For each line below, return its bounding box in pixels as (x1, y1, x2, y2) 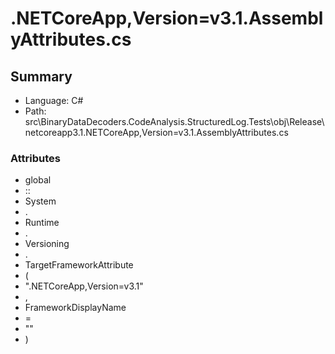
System (24, 195, 57, 207)
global (24, 174, 52, 186)
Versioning (24, 238, 70, 250)
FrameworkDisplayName (24, 302, 127, 314)
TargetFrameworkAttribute (24, 259, 134, 271)
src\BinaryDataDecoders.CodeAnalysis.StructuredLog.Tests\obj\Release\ (24, 116, 325, 127)
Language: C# (24, 95, 84, 106)
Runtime (24, 217, 60, 229)
